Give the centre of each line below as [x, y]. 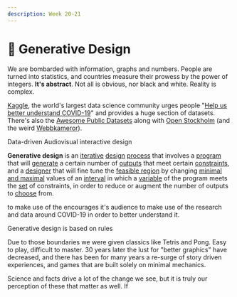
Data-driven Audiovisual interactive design [70, 141]
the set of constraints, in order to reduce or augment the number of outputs [118, 185]
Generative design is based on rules [60, 228]
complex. [21, 91]
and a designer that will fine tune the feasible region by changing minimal [115, 171]
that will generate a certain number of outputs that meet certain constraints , [118, 163]
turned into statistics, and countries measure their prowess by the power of [118, 76]
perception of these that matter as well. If [68, 286]
